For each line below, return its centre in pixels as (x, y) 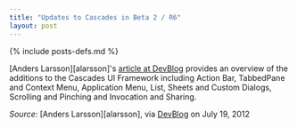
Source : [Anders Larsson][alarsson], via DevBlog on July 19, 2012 (129, 114)
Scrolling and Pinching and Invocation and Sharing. (103, 96)
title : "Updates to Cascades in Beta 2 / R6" (95, 17)
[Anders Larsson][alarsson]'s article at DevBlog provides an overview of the (148, 68)
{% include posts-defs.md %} (64, 51)
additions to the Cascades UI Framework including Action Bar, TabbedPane (147, 77)
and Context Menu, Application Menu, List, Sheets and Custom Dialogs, (140, 87)
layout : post (33, 26)
